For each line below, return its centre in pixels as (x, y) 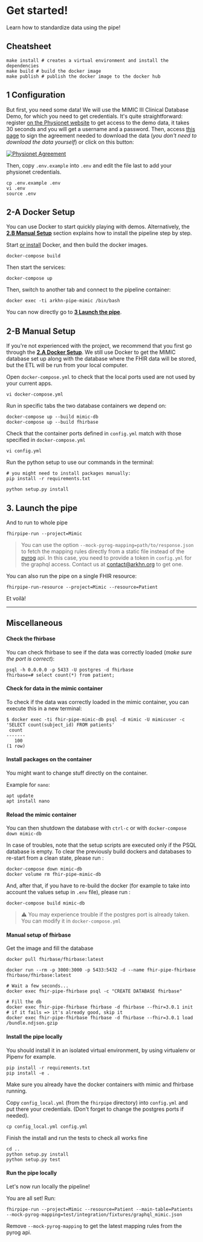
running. (17, 1091)
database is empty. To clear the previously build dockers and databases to (99, 852)
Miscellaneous (34, 623)
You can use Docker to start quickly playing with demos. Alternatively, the (98, 227)
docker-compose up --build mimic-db (52, 417)
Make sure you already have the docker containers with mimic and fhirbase (100, 1084)
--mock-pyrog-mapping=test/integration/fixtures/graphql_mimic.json (94, 1215)
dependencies (23, 66)
